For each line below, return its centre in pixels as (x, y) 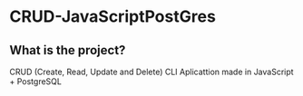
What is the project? (68, 50)
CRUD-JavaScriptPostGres (112, 17)
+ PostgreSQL (35, 82)
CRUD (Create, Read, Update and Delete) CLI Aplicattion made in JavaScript (151, 72)
